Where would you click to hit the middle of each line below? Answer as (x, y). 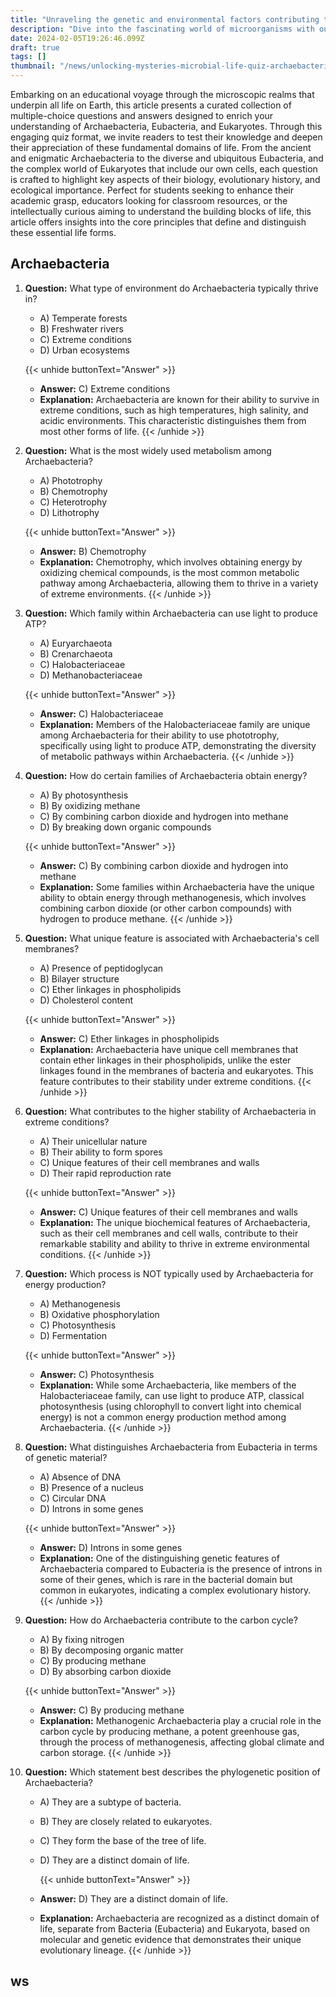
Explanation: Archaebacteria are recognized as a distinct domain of (179, 1918)
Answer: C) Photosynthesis (97, 1374)
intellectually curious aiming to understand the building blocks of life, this (161, 211)
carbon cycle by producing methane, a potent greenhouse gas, (169, 1731)
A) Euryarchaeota (76, 643)
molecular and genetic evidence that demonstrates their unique (170, 1939)
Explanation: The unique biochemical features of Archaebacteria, (175, 1222)
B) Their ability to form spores (101, 1152)
